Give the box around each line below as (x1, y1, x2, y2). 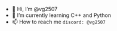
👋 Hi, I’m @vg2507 (11, 6, 58, 12)
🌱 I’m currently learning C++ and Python (11, 12, 112, 19)
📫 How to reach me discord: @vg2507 (11, 18, 106, 25)
